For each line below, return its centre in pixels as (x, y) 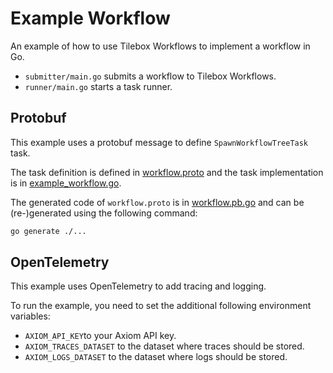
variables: (30, 316)
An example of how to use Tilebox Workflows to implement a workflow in (160, 46)
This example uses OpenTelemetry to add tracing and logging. (138, 286)
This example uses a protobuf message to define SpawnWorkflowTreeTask (159, 142)
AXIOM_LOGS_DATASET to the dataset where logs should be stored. (156, 357)
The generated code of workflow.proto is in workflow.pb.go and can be (157, 202)
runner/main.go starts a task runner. (98, 86)
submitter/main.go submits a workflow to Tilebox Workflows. (150, 76)
